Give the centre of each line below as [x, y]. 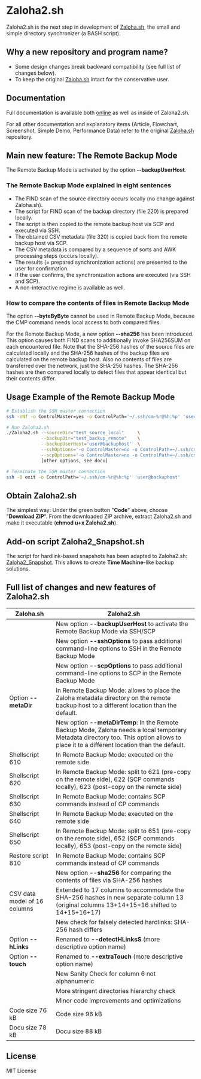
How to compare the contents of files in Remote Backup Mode [98, 303]
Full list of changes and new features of [81, 588]
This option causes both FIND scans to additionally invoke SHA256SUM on [98, 340]
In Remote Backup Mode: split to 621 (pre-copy [124, 772]
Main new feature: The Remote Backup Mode [92, 155]
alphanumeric [75, 981]
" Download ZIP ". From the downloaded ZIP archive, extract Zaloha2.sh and [99, 516]
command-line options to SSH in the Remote [118, 648]
